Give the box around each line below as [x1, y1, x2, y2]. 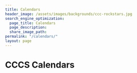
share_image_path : [9, 29, 47, 34]
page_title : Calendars [9, 20, 56, 26]
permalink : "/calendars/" [5, 34, 58, 39]
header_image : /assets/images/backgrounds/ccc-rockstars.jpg [5, 12, 133, 16]
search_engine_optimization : [5, 16, 65, 21]
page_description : [9, 25, 47, 30]
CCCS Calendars [5, 59, 75, 70]
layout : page [5, 39, 32, 44]
